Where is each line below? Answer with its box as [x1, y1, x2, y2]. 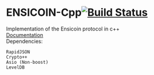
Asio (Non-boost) [6, 59, 49, 65]
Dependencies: [6, 37, 43, 45]
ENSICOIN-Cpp [6, 6, 82, 19]
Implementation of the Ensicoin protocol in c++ [6, 25, 120, 32]
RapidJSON [6, 49, 31, 55]
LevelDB [6, 64, 25, 70]
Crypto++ [6, 54, 28, 60]
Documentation [6, 31, 43, 38]
